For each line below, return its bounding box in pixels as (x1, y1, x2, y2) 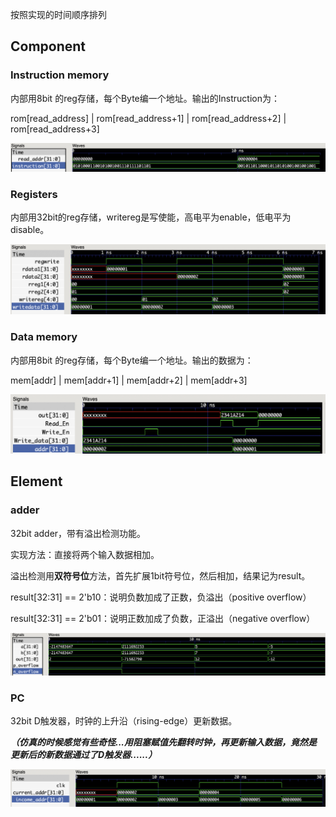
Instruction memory (10, 68, 110, 82)
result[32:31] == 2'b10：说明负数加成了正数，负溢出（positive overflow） (10, 591, 312, 603)
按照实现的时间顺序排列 (10, 9, 107, 20)
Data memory (10, 330, 78, 344)
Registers (10, 187, 58, 201)
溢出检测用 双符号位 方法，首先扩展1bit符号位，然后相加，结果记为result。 (10, 569, 311, 582)
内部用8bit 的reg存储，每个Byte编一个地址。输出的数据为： (10, 354, 254, 366)
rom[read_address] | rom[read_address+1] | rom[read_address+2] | (10, 112, 287, 124)
